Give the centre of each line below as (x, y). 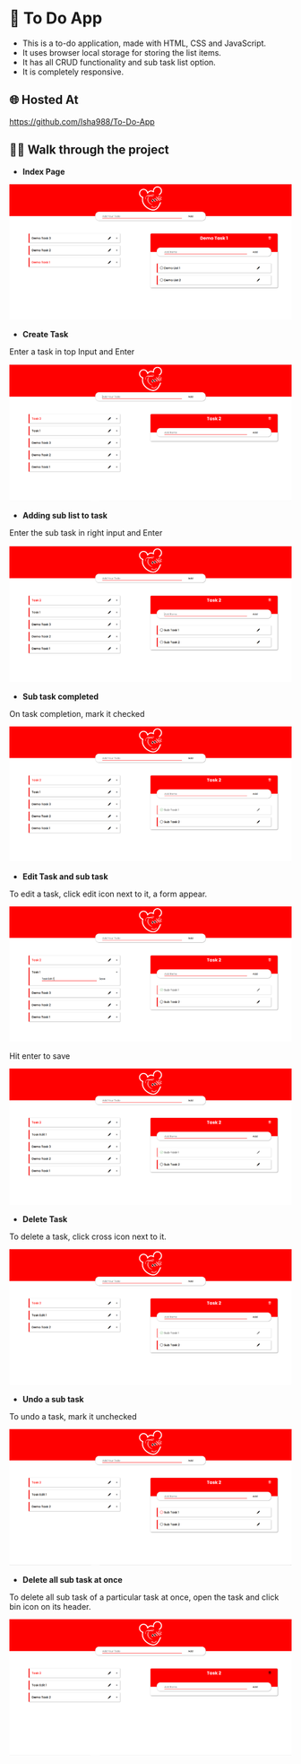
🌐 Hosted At (44, 100)
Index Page (43, 171)
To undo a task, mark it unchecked (73, 1416)
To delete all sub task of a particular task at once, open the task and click (144, 1597)
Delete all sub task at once (72, 1579)
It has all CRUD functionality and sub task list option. (119, 62)
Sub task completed (60, 696)
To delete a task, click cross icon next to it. (88, 1236)
